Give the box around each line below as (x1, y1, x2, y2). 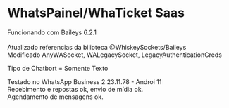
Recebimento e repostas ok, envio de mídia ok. (7, 85, 144, 93)
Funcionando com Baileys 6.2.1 (7, 28, 97, 36)
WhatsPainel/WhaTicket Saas (7, 5, 185, 21)
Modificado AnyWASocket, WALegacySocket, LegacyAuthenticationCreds (7, 50, 222, 59)
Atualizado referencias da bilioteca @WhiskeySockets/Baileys (7, 43, 187, 51)
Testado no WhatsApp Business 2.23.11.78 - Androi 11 (7, 77, 162, 86)
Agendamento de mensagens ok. (7, 93, 104, 101)
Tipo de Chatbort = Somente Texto (7, 64, 109, 72)
